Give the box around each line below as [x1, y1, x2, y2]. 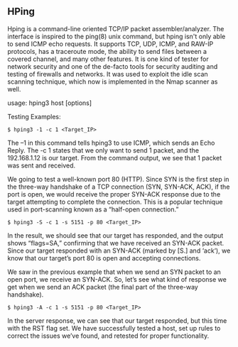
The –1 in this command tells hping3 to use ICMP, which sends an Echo [7, 138, 215, 147]
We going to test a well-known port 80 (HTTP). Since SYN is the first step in [7, 175, 229, 183]
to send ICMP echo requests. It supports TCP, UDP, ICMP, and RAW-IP [7, 39, 214, 48]
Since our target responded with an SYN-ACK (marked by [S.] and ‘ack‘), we [7, 246, 231, 255]
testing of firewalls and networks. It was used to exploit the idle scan [7, 70, 208, 78]
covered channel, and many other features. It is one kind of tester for [7, 55, 209, 63]
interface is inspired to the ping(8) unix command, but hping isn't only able [7, 32, 226, 40]
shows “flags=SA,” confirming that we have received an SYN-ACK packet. [7, 238, 225, 247]
